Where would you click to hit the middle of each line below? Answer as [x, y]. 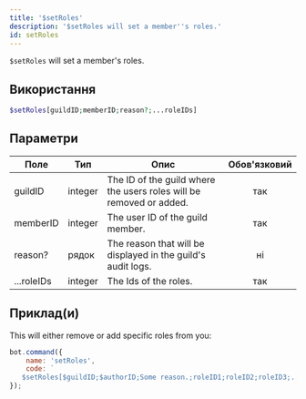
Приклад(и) [45, 314]
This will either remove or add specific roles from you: [111, 335]
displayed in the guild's [157, 254]
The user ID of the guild [157, 217]
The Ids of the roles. [150, 281]
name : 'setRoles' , [61, 361]
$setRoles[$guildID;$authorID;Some [89, 378]
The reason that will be [156, 243]
